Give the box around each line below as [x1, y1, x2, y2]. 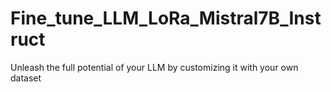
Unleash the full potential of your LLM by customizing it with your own [10, 61, 299, 73]
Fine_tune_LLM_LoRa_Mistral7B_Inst [10, 7, 322, 30]
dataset [10, 72, 42, 84]
